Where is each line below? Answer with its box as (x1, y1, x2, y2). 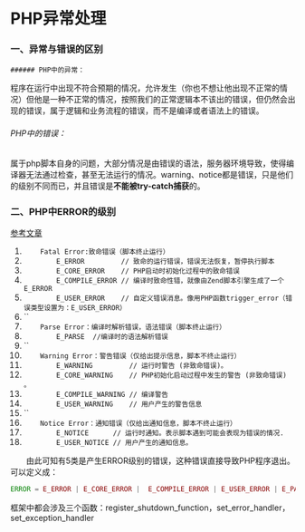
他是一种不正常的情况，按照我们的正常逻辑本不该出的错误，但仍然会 (33, 94, 288, 105)
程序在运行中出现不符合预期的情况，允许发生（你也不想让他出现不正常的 (10, 82, 280, 93)
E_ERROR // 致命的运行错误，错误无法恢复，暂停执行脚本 (56, 256, 275, 266)
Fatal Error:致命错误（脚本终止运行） (40, 247, 170, 256)
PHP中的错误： (10, 128, 67, 139)
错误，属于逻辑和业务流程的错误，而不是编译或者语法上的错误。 (25, 105, 264, 116)
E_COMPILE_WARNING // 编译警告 (56, 390, 168, 399)
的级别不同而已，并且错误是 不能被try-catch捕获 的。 (10, 180, 205, 191)
